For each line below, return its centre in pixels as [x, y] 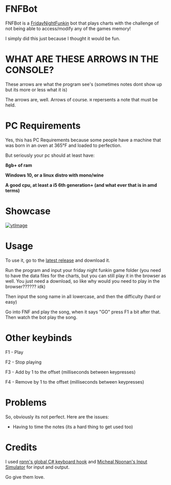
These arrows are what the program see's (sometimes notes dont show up [84, 84]
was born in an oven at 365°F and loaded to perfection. [63, 145]
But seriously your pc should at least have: [50, 155]
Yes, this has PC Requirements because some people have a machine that [83, 140]
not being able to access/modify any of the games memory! [68, 28]
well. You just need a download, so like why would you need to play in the [82, 281]
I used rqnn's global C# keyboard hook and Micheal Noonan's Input [76, 461]
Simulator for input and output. [38, 467]
